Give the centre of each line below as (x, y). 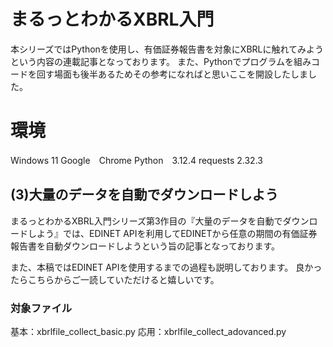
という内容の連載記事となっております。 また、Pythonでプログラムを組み (161, 61)
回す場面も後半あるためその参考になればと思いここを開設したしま (172, 74)
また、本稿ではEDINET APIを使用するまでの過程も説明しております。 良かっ (166, 267)
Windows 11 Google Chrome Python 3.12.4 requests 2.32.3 (136, 160)
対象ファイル (41, 308)
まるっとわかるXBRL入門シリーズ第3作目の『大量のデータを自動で (146, 221)
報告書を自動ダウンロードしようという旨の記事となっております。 (145, 246)
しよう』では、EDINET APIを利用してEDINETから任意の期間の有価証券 (172, 233)
